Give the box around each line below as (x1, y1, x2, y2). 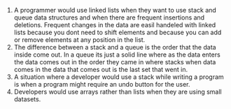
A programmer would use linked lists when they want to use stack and (13, 6, 217, 14)
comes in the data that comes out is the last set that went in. (13, 66, 188, 73)
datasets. (13, 95, 41, 103)
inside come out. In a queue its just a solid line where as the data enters (13, 50, 220, 59)
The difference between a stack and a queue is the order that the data (13, 43, 216, 51)
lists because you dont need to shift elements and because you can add (13, 28, 222, 36)
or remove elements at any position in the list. (13, 36, 146, 44)
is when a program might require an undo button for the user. (13, 80, 190, 88)
